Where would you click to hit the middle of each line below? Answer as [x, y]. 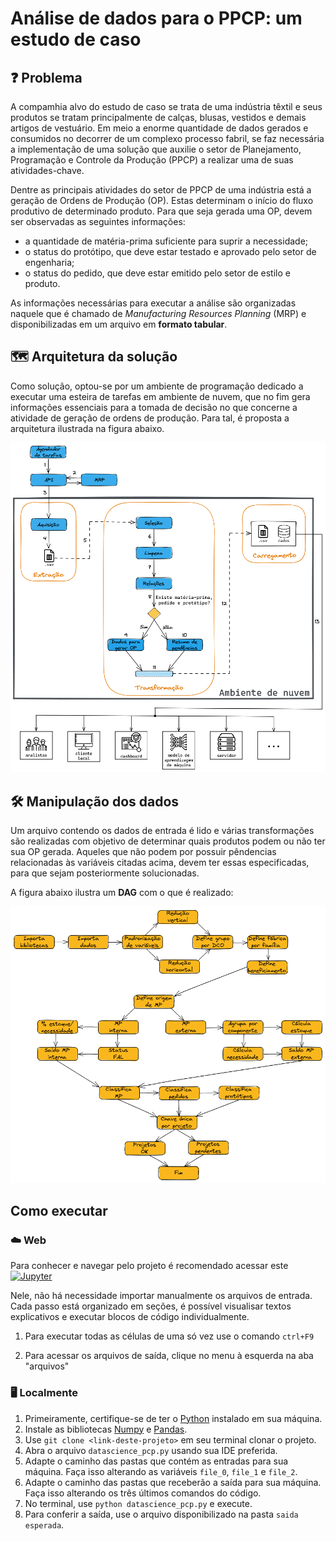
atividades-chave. [47, 170]
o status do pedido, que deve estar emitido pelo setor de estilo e [157, 273]
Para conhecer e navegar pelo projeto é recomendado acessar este [149, 1266]
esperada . [44, 1524]
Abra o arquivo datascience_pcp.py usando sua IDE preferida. [151, 1450]
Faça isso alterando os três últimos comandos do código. [143, 1493]
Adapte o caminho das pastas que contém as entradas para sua [156, 1461]
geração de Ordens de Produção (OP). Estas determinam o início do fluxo [162, 200]
